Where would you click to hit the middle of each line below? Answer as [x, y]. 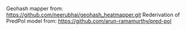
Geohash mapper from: [35, 9]
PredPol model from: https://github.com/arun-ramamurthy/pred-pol [89, 21]
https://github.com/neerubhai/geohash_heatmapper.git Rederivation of [93, 15]
